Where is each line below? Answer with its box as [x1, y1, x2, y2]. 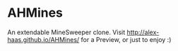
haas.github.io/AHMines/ [7, 35, 80, 43]
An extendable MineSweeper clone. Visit [7, 28, 126, 36]
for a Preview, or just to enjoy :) [81, 35, 172, 43]
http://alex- [126, 28, 160, 36]
